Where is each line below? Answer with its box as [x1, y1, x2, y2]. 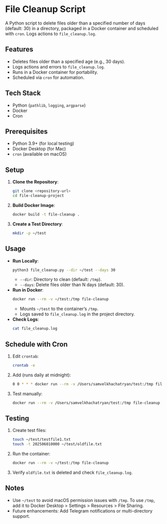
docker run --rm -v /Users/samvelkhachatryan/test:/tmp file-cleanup [12, 400, 161, 405]
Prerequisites [5, 127, 48, 135]
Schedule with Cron [5, 340, 68, 348]
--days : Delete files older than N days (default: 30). [19, 281, 125, 288]
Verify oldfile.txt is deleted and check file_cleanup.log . [12, 469, 133, 475]
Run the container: [12, 451, 51, 457]
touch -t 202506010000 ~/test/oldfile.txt [12, 441, 102, 447]
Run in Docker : [12, 287, 44, 293]
